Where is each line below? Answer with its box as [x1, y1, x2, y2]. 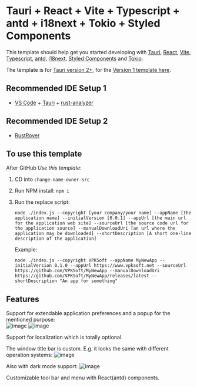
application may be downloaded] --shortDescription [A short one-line [14, 231, 192, 237]
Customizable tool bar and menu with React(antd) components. [6, 374, 160, 381]
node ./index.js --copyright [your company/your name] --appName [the [14, 210, 192, 216]
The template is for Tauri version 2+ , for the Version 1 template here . [6, 66, 172, 73]
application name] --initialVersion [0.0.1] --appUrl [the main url [14, 215, 186, 221]
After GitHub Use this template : [6, 164, 82, 171]
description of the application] [14, 236, 97, 242]
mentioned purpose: [6, 316, 55, 323]
